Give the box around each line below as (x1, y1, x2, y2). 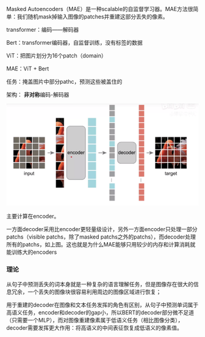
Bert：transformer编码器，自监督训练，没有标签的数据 (6, 39, 143, 46)
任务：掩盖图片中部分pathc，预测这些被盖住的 (6, 78, 123, 85)
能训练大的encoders (6, 248, 57, 256)
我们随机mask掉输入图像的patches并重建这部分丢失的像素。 (16, 13, 169, 20)
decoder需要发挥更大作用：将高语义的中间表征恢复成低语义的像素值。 (6, 324, 183, 331)
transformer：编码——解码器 (6, 26, 79, 33)
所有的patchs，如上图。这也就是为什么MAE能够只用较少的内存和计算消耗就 (6, 241, 196, 248)
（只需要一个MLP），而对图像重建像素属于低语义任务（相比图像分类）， (6, 316, 184, 324)
